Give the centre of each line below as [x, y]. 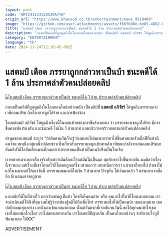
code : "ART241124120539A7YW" [35, 14]
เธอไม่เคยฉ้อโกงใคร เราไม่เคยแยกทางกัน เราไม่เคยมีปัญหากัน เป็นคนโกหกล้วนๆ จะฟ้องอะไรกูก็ [82, 213]
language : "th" [21, 42]
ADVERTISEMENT [24, 228]
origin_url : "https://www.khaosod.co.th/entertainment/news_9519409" [79, 19]
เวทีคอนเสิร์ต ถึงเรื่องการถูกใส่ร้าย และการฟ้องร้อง [45, 112]
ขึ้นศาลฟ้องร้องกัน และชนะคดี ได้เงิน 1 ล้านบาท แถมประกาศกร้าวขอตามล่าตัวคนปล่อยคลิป [77, 128]
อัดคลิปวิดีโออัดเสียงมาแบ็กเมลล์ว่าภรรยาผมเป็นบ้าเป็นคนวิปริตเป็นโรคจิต [64, 149]
